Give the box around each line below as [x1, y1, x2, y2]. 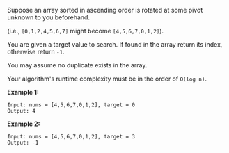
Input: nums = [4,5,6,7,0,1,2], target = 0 [7, 102, 136, 108]
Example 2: [7, 120, 40, 128]
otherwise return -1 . [7, 48, 65, 56]
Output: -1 [7, 139, 39, 146]
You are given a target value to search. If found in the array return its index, [7, 40, 223, 48]
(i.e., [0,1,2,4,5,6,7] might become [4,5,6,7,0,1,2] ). [7, 27, 164, 35]
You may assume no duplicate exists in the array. [7, 61, 148, 69]
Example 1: [7, 88, 40, 96]
